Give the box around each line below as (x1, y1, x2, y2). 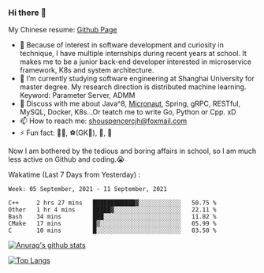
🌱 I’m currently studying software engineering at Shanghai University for (19, 74, 255, 84)
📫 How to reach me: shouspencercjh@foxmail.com (19, 116, 188, 125)
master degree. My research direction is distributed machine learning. (19, 82, 247, 92)
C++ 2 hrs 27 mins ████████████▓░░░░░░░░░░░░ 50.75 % (8, 199, 217, 208)
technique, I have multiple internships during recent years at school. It (19, 49, 247, 58)
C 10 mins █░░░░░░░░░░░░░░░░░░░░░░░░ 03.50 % (8, 226, 217, 235)
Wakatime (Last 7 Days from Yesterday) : (8, 170, 141, 180)
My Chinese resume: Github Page (8, 25, 117, 35)
